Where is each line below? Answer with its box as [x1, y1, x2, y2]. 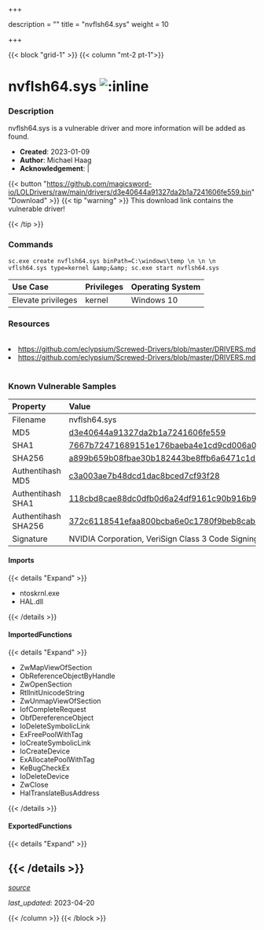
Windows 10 [130, 295, 178, 306]
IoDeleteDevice [19, 771, 69, 780]
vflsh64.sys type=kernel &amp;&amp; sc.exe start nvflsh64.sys [8, 264, 220, 272]
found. [8, 132, 30, 142]
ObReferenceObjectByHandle [19, 671, 115, 680]
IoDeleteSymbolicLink [19, 721, 90, 731]
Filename [12, 414, 46, 425]
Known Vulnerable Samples [8, 381, 116, 391]
